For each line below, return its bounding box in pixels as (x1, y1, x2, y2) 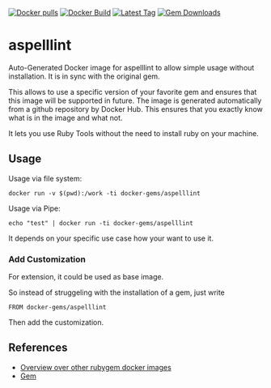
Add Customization (8, 254, 87, 265)
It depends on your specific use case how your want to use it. (8, 233, 214, 243)
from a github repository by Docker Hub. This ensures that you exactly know (8, 104, 263, 113)
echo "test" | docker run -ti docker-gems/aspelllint (8, 219, 194, 227)
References (8, 341, 68, 355)
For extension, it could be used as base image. (8, 272, 164, 282)
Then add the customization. (8, 318, 104, 327)
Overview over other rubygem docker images (19, 362, 171, 372)
